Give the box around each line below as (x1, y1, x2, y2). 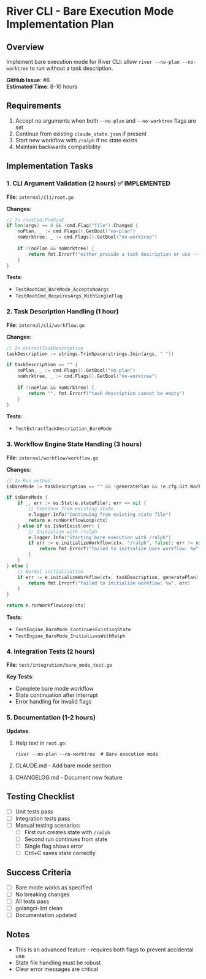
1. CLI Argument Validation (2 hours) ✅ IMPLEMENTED (6, 179, 170, 188)
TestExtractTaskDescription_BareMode (15, 426, 112, 432)
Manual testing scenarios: (15, 821, 81, 829)
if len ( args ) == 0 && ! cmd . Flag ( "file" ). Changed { (6, 223, 139, 229)
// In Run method (6, 477, 51, 484)
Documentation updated (15, 912, 77, 918)
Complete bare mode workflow (15, 685, 94, 693)
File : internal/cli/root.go (6, 193, 74, 201)
